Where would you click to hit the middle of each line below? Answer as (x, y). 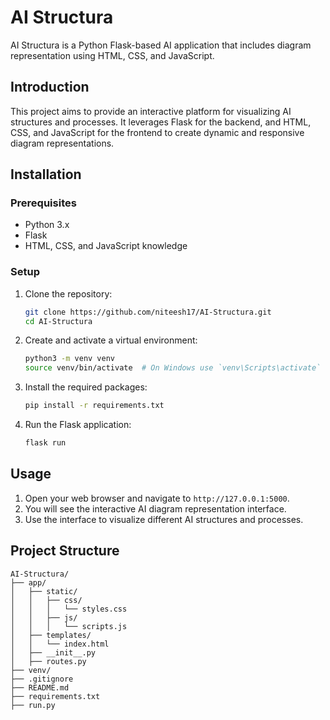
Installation (46, 174)
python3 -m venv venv (70, 359)
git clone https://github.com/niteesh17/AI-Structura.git (148, 312)
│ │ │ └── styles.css (69, 609)
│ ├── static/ (44, 591)
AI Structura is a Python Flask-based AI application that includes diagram (161, 45)
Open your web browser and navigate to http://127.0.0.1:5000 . (157, 498)
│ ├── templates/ (51, 635)
